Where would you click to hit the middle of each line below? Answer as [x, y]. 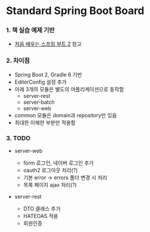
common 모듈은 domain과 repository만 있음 [66, 115]
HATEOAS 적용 [41, 216]
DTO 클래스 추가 [42, 209]
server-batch [39, 102]
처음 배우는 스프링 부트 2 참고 [48, 44]
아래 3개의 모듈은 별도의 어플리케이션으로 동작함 [69, 89]
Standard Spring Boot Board [75, 11]
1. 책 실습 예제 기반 [30, 30]
